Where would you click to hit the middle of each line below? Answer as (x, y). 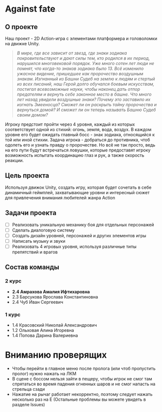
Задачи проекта (31, 213)
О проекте (21, 27)
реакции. (15, 160)
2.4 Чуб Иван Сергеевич (38, 302)
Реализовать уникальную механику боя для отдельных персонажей (83, 225)
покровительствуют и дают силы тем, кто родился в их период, (83, 58)
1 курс (13, 314)
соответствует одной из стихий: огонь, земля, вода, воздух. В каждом (78, 129)
